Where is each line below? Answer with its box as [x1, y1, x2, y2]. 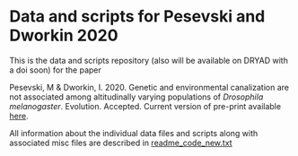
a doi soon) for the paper [9, 65, 101, 75]
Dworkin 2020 [9, 25, 118, 46]
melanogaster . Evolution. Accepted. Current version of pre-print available [9, 100, 281, 111]
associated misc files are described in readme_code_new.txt [9, 137, 232, 148]
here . [9, 110, 29, 121]
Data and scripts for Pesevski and [9, 6, 266, 27]
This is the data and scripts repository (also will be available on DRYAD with [9, 55, 289, 65]
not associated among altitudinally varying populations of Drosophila [9, 91, 264, 102]
